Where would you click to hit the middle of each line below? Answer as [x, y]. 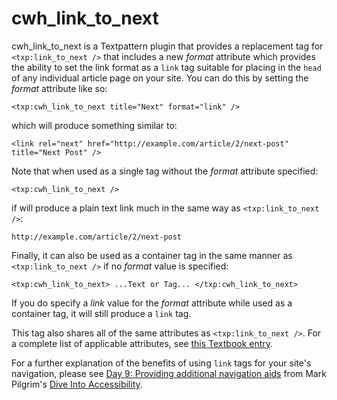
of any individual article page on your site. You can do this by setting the [160, 78]
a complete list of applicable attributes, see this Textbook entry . [142, 343]
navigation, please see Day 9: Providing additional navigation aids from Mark [169, 373]
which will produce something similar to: [94, 125]
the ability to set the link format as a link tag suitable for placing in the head [166, 67]
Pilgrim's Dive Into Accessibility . [77, 384]
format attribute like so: [59, 88]
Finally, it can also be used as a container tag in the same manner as [152, 255]
